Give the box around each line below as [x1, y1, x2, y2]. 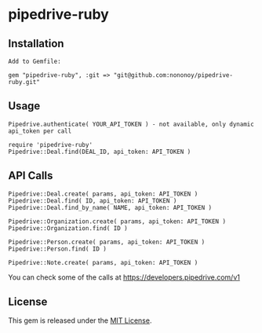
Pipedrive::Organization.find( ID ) [8, 224, 128, 232]
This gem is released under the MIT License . [8, 316, 152, 325]
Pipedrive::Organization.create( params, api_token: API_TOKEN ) [8, 218, 226, 225]
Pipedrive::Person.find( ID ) [8, 245, 107, 253]
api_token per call [8, 127, 72, 135]
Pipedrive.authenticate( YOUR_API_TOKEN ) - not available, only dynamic [8, 120, 255, 128]
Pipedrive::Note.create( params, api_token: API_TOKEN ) [8, 258, 198, 266]
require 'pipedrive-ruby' [8, 141, 93, 148]
